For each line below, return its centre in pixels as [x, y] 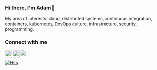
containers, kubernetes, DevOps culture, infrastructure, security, [71, 24]
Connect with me [26, 42]
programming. [20, 29]
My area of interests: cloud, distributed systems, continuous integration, [78, 19]
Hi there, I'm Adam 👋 [30, 8]
